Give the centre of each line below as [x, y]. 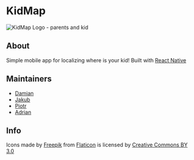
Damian [24, 93]
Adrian [23, 112]
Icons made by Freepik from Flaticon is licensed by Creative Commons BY [97, 145]
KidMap [26, 11]
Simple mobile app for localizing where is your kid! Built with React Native [96, 60]
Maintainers [29, 79]
